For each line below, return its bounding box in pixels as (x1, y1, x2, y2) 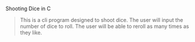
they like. (19, 29, 42, 36)
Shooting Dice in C (5, 5, 51, 12)
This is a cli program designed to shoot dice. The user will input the (19, 17, 183, 23)
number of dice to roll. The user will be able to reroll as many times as (19, 23, 189, 30)
